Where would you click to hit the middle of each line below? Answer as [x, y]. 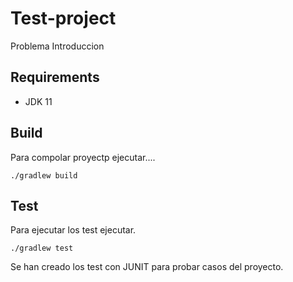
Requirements [55, 77]
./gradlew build [44, 175]
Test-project [63, 18]
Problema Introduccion [57, 46]
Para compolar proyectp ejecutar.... [83, 157]
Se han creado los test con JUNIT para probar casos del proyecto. [147, 267]
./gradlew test [42, 248]
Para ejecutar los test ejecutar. [73, 230]
